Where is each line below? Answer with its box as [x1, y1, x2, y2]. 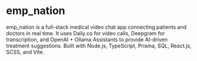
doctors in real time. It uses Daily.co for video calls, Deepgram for [6, 29, 165, 36]
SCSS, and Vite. [6, 48, 45, 55]
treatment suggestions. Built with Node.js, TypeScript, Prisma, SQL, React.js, [6, 42, 192, 49]
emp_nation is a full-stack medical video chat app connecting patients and [6, 23, 187, 30]
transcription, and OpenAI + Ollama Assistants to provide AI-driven [6, 36, 168, 43]
